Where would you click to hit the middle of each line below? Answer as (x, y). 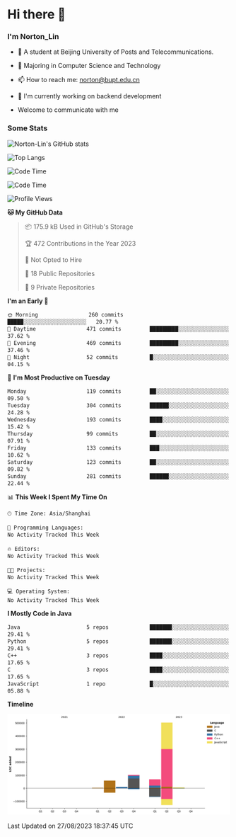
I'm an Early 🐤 (28, 301)
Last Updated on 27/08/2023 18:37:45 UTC (70, 826)
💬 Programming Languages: (45, 528)
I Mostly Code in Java (40, 613)
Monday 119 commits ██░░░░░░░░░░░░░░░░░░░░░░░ (118, 391)
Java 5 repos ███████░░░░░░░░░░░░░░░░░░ (118, 627)
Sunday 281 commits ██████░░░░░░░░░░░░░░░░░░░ (118, 476)
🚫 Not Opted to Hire (53, 260)
